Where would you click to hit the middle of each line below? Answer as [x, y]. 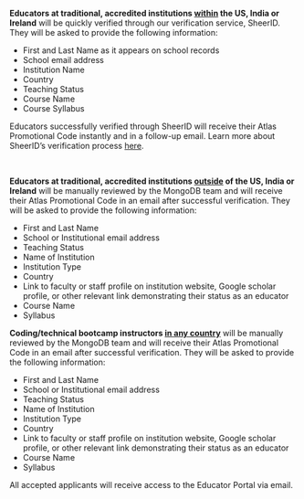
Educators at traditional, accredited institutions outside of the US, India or [152, 181]
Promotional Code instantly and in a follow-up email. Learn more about [142, 136]
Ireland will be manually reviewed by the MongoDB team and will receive [146, 191]
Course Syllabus [53, 108]
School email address [63, 60]
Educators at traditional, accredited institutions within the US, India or [145, 13]
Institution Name [53, 69]
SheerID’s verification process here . [77, 146]
